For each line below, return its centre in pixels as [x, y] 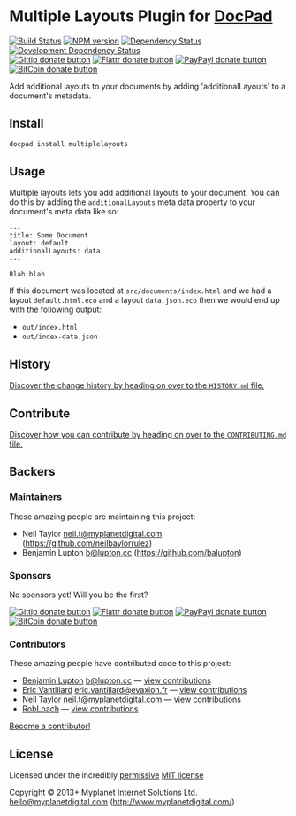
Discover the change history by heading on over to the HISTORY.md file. [137, 385]
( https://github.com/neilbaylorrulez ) [87, 543]
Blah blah [27, 275]
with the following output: [56, 310]
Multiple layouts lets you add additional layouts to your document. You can [144, 193]
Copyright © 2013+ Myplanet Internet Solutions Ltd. [103, 793]
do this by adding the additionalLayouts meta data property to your [133, 202]
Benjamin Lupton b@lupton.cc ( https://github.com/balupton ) [132, 552]
